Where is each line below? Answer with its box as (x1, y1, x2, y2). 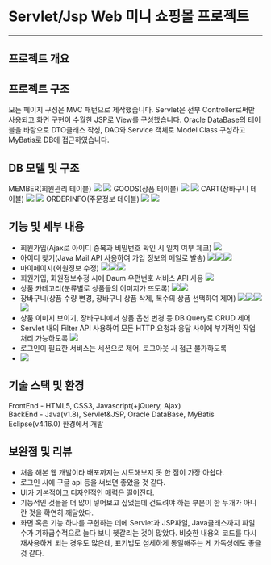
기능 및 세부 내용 (8, 220, 85, 234)
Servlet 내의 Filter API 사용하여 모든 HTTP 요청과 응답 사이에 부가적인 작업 (19, 323, 256, 333)
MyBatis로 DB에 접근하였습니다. (8, 135, 110, 145)
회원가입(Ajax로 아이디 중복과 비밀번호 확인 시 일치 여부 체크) (19, 243, 212, 253)
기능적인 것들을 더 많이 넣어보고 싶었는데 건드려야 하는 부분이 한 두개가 (19, 498, 242, 508)
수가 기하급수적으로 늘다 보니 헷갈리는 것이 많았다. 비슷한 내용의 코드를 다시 (19, 528, 257, 538)
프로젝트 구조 (8, 82, 70, 95)
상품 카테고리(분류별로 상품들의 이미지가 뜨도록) (19, 283, 171, 293)
